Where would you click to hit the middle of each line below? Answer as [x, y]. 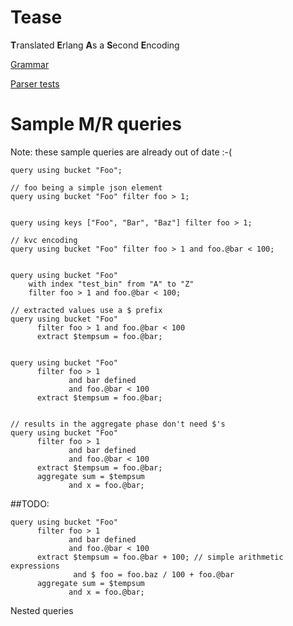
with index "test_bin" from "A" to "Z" [111, 284]
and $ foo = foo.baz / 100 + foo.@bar [154, 574]
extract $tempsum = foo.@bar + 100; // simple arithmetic [160, 557]
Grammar [30, 64]
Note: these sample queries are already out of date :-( [121, 152]
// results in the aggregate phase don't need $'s [118, 424]
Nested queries [42, 610]
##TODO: [30, 503]
